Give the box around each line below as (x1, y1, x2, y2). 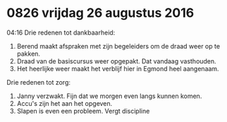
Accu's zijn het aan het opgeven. (16, 99, 113, 107)
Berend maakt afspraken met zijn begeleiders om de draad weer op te (16, 42, 220, 50)
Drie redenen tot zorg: (6, 78, 71, 86)
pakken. (16, 49, 40, 58)
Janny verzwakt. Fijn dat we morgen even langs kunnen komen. (16, 92, 202, 100)
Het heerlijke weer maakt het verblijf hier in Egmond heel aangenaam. (16, 64, 219, 73)
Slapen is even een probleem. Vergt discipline (16, 106, 150, 115)
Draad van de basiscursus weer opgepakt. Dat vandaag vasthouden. (16, 56, 216, 65)
